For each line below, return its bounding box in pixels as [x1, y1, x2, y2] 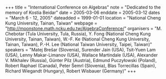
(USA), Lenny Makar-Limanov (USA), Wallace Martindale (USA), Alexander [5, 52, 158, 58]
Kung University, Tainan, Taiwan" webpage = [5, 20, 98, 26]
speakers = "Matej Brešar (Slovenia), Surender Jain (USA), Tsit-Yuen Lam [5, 47, 156, 52]
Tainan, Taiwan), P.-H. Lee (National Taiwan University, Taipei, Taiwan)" [5, 41, 153, 47]
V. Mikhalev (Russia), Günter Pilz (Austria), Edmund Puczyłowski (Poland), [5, 57, 157, 63]
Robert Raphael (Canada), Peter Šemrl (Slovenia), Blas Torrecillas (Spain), [5, 62, 157, 68]
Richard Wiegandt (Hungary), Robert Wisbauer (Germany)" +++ [5, 68, 136, 74]
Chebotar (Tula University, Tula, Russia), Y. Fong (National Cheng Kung [5, 31, 151, 36]
